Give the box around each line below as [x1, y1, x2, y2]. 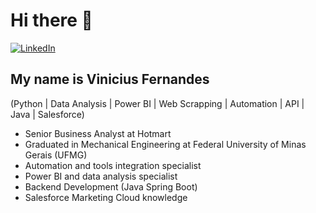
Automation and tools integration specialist [24, 159, 202, 171]
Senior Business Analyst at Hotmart [24, 127, 172, 139]
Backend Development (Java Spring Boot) [24, 180, 198, 193]
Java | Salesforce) [10, 108, 85, 120]
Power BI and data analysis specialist [24, 170, 178, 182]
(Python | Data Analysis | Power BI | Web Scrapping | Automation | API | [10, 97, 305, 109]
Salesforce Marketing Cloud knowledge [24, 191, 188, 203]
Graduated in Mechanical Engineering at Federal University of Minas [24, 138, 307, 150]
